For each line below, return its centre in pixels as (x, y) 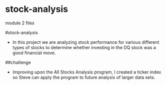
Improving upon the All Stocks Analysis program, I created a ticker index (87, 72)
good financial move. (34, 53)
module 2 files (20, 23)
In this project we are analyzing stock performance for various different (86, 42)
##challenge (18, 62)
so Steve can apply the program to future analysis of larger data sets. (84, 77)
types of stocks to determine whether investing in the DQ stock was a (84, 47)
